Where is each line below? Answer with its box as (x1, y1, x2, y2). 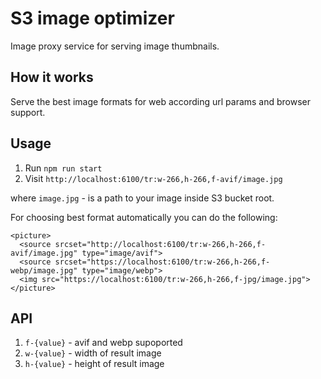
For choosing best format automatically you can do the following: (10, 211, 278, 223)
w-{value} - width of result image (24, 347, 162, 359)
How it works (10, 69, 94, 86)
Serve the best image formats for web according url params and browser (10, 95, 312, 107)
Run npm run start (24, 162, 103, 174)
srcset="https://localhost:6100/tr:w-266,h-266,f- (54, 257, 271, 267)
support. (10, 106, 46, 118)
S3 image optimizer (10, 7, 175, 30)
